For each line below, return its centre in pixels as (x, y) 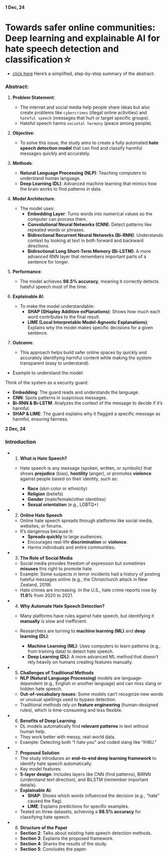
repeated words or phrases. (56, 230)
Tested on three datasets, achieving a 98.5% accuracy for (80, 811)
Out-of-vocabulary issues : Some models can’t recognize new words (92, 694)
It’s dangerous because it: (47, 531)
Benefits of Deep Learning (48, 721)
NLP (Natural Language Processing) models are (70, 678)
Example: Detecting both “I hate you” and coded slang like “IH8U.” (88, 742)
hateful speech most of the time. (54, 287)
